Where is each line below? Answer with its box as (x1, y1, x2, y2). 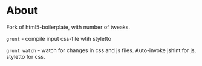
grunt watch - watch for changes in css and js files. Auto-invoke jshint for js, (6, 46, 197, 54)
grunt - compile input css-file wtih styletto (6, 35, 112, 42)
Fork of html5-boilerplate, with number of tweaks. (6, 23, 130, 31)
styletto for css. (6, 53, 45, 60)
